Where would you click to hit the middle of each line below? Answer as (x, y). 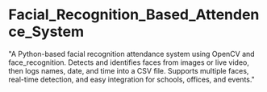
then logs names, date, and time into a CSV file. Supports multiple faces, (129, 70)
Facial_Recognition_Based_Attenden (134, 15)
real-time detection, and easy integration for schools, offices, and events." (132, 79)
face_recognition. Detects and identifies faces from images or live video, (129, 62)
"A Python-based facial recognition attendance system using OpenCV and (132, 54)
